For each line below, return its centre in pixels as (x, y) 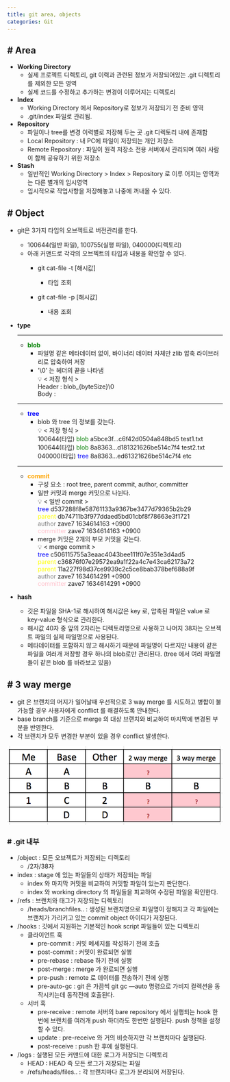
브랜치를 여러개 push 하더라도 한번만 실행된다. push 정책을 (129, 1020)
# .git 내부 (23, 841)
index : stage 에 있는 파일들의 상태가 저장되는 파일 (84, 874)
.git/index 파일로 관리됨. (60, 116)
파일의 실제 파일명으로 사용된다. (77, 637)
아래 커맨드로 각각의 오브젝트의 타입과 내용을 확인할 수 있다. (107, 254)
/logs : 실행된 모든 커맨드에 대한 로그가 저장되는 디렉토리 (92, 1055)
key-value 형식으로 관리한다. (66, 619)
